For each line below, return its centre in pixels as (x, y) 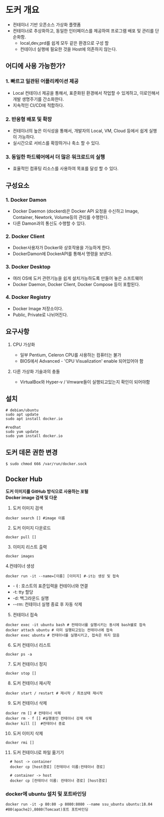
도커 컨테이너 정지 (30, 664)
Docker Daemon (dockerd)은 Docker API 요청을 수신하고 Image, (76, 211)
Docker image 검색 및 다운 (32, 498)
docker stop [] (21, 673)
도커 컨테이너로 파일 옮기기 (38, 752)
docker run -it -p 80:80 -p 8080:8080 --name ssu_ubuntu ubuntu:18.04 (79, 804)
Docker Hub (24, 479)
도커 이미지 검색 (28, 508)
